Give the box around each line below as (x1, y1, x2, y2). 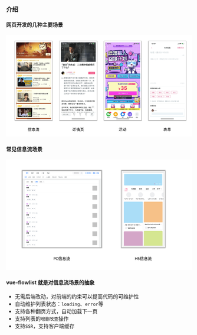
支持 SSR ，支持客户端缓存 (14, 323, 75, 330)
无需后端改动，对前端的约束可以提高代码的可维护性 (14, 293, 139, 300)
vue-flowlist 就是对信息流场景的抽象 (6, 279, 95, 286)
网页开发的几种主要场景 (6, 21, 63, 28)
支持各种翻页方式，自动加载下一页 (14, 308, 98, 315)
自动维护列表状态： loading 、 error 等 (14, 300, 104, 308)
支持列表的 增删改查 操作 (14, 315, 69, 323)
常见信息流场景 (6, 145, 42, 152)
